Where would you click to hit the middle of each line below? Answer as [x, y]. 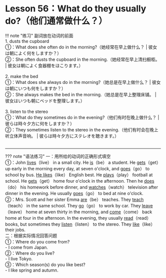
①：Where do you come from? [38, 241]
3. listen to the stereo [27, 111]
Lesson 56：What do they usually [76, 9]
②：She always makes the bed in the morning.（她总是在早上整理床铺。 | [81, 94]
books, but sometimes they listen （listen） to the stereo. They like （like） [80, 224]
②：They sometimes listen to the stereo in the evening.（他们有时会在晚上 [82, 129]
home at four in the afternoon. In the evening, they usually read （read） [78, 218]
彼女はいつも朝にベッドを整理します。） [45, 101]
